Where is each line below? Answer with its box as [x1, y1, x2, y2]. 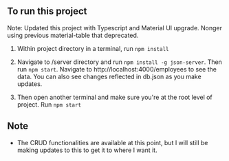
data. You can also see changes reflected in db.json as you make [17, 72, 201, 80]
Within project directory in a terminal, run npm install [17, 44, 169, 52]
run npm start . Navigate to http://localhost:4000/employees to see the [17, 65, 217, 73]
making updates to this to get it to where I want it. [17, 146, 157, 154]
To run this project [7, 6, 87, 17]
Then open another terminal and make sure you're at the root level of [17, 93, 213, 101]
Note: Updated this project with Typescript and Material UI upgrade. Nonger [7, 23, 222, 32]
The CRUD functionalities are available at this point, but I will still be [17, 138, 208, 147]
